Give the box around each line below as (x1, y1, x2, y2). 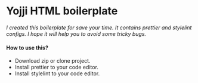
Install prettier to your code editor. (14, 64, 98, 71)
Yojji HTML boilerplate (6, 4, 118, 18)
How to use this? (6, 44, 49, 51)
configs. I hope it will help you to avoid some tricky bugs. (6, 30, 147, 37)
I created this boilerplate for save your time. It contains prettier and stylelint (6, 24, 192, 31)
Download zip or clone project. (14, 57, 91, 64)
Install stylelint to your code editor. (14, 70, 100, 77)
